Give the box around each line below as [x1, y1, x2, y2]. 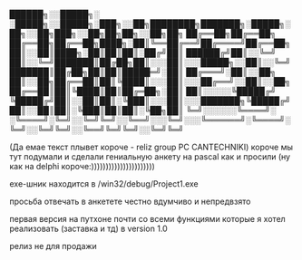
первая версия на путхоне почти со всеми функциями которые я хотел [9, 214, 286, 224]
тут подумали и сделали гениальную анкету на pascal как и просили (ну [9, 151, 291, 162]
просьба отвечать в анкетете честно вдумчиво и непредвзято [9, 196, 251, 207]
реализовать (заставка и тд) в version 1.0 [9, 223, 168, 234]
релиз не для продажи [9, 241, 97, 251]
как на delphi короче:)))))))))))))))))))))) [9, 161, 156, 171]
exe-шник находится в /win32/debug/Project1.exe [9, 178, 200, 189]
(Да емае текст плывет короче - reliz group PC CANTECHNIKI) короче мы [9, 141, 293, 152]
